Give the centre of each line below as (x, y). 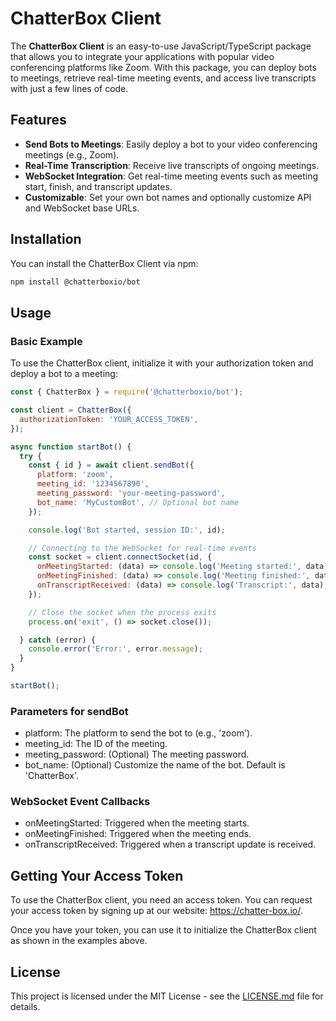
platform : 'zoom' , (75, 475)
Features (38, 120)
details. (25, 1007)
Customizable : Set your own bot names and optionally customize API (168, 197)
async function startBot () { (71, 447)
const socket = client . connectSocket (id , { (120, 557)
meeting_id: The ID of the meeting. (96, 744)
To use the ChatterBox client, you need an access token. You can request (161, 900)
